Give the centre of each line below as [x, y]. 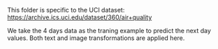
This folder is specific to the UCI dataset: [66, 10]
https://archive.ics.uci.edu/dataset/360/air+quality [80, 17]
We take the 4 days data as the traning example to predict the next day [109, 31]
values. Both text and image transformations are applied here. [96, 38]
